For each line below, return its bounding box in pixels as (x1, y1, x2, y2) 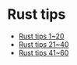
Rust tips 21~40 (18, 39, 69, 49)
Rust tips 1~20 (18, 31, 65, 41)
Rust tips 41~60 (18, 48, 69, 57)
